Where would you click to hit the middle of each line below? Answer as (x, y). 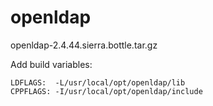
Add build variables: (51, 64)
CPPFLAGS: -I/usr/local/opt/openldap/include (106, 91)
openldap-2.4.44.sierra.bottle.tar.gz (84, 45)
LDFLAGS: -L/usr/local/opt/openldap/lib (98, 82)
